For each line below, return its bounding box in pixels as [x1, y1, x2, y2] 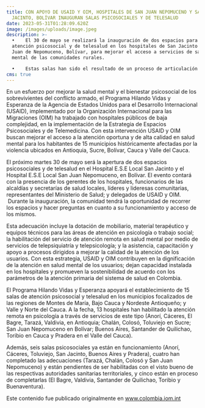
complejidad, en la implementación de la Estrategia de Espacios [6, 121, 167, 128]
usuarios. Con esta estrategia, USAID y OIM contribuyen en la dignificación [6, 255, 195, 262]
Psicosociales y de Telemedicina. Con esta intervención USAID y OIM [6, 127, 181, 135]
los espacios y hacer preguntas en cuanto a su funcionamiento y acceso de [6, 204, 197, 211]
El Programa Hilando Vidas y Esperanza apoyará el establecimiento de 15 [6, 286, 190, 294]
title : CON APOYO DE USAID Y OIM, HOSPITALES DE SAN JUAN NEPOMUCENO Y [6, 9, 192, 15]
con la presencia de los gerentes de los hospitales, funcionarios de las [6, 178, 184, 186]
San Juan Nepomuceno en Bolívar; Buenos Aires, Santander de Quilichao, [6, 325, 192, 333]
